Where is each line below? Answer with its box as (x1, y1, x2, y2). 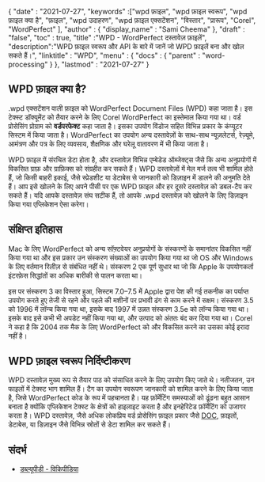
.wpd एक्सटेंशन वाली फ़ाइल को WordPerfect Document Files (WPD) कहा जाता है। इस (8, 103, 253, 113)
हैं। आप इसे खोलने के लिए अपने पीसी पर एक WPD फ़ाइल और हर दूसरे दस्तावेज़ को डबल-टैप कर (8, 181, 252, 191)
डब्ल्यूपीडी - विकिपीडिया (19, 465, 79, 474)
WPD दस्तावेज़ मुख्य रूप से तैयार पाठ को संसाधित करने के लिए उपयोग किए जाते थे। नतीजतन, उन (8, 375, 255, 385)
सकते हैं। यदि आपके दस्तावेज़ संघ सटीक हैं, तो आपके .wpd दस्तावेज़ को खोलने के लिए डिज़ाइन (8, 190, 248, 200)
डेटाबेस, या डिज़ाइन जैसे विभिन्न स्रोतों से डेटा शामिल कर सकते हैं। (8, 419, 172, 430)
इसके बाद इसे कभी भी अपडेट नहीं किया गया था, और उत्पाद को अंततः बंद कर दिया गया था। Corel (8, 313, 253, 323)
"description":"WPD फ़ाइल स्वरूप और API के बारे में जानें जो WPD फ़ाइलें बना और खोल (8, 42, 244, 51)
